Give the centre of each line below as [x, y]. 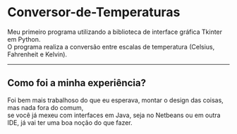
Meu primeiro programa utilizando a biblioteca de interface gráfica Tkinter [115, 32]
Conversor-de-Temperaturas [94, 12]
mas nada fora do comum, [45, 107]
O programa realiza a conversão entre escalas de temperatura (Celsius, [111, 47]
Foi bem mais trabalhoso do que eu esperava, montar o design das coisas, [115, 100]
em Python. [24, 39]
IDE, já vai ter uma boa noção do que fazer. [70, 122]
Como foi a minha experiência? [77, 83]
